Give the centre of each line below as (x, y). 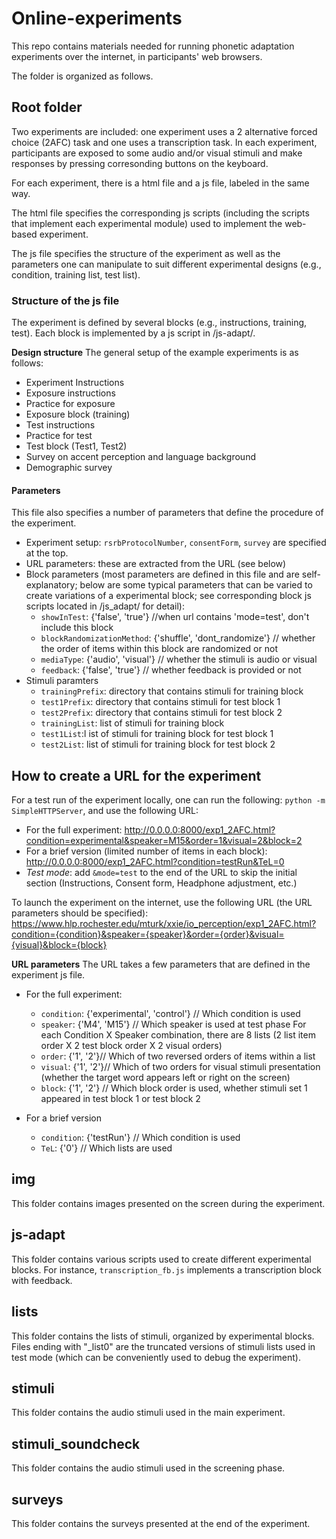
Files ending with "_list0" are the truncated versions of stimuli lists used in (163, 1346)
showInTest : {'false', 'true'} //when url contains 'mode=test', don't (175, 617)
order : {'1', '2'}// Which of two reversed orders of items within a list (178, 1056)
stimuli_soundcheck (76, 1443)
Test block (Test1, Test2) (76, 446)
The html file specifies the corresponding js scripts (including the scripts (160, 213)
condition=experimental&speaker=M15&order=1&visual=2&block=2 (164, 841)
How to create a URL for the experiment (136, 775)
